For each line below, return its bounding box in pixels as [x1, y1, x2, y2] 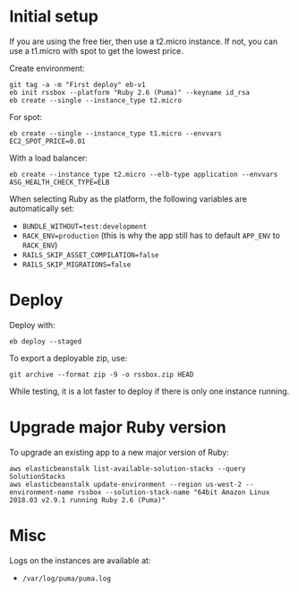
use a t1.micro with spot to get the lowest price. [9, 45, 183, 56]
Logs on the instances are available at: [9, 554, 151, 566]
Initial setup [9, 6, 98, 27]
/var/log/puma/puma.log [21, 574, 112, 583]
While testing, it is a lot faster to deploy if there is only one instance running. [9, 386, 290, 396]
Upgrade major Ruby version [9, 417, 226, 438]
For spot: [9, 111, 43, 122]
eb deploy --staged [9, 336, 82, 346]
